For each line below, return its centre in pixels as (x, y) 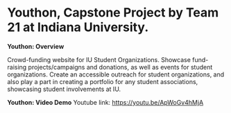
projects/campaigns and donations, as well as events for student (120, 67)
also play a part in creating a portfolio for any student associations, (103, 81)
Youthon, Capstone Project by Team (113, 13)
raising (17, 67)
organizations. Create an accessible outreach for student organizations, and (116, 74)
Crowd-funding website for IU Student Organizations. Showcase (99, 59)
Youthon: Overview (36, 46)
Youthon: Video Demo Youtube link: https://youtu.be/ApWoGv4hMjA (105, 102)
